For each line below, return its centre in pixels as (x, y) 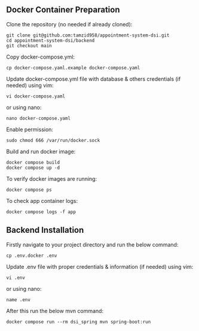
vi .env (16, 278)
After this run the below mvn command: (55, 311)
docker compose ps (29, 190)
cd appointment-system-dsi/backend (50, 40)
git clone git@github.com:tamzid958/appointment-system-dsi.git (88, 35)
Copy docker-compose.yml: (41, 57)
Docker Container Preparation (63, 10)
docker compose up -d (33, 168)
